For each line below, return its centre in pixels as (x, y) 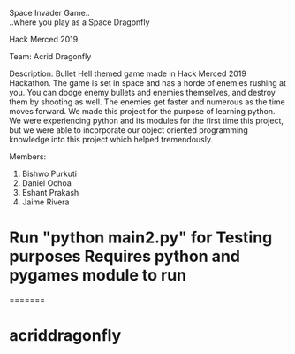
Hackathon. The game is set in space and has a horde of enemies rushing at (148, 83)
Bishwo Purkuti (49, 173)
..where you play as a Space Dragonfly (79, 22)
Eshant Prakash (50, 192)
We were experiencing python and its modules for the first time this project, (147, 120)
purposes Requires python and (125, 257)
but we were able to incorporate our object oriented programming (129, 130)
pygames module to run (98, 276)
